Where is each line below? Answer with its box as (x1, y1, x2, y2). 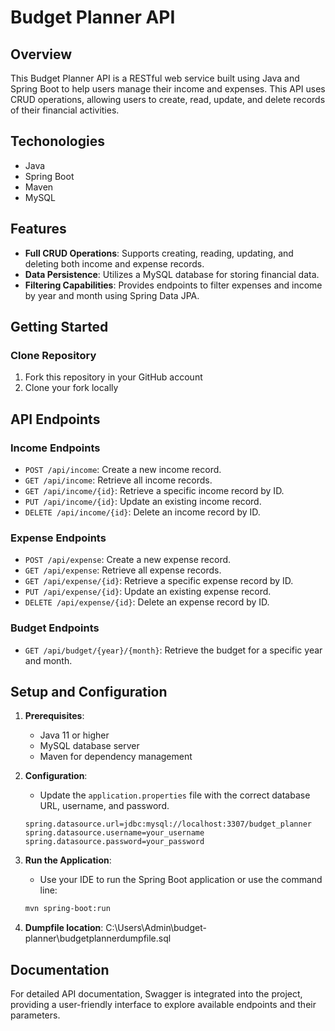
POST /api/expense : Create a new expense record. (24, 554, 232, 566)
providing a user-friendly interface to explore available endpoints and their (10, 999, 317, 1011)
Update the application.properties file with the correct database (39, 789, 311, 801)
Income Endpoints (10, 441, 101, 455)
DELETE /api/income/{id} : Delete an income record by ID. (24, 506, 261, 518)
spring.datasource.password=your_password (24, 837, 205, 847)
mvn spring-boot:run (24, 904, 111, 914)
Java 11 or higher (39, 729, 110, 741)
